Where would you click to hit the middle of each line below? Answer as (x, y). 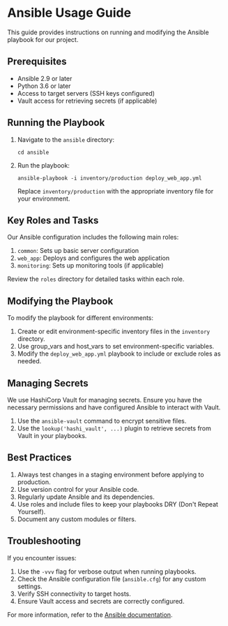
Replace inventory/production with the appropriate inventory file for (115, 191)
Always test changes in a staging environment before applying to (111, 474)
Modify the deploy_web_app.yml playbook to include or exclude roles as (119, 354)
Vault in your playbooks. (52, 436)
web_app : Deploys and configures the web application (93, 258)
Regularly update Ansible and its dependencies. (86, 497)
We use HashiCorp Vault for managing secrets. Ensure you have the (105, 400)
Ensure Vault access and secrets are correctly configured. (101, 601)
